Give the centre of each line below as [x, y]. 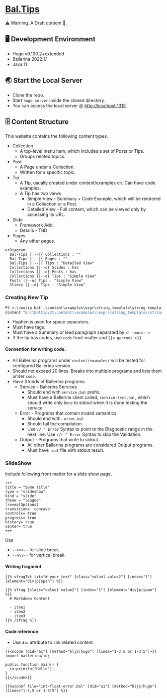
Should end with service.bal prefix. [64, 392]
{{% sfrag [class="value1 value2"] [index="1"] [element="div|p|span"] [81, 590]
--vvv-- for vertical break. [39, 555]
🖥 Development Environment [50, 39]
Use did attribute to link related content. [53, 642]
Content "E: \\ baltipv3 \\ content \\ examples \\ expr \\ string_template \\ [78, 312]
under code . [24, 376]
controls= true [21, 513]
